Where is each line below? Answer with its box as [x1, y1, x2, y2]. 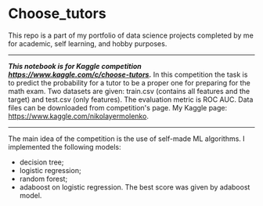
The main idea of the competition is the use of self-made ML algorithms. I [8, 134, 245, 143]
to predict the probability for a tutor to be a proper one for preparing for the [8, 78, 250, 87]
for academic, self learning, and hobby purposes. [8, 38, 168, 48]
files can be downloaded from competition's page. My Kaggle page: [8, 103, 228, 112]
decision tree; [19, 157, 64, 167]
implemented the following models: [8, 142, 121, 151]
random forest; [19, 174, 68, 183]
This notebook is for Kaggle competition [8, 61, 142, 70]
